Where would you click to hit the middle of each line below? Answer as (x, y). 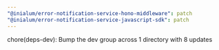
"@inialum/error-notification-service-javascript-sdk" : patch (98, 20)
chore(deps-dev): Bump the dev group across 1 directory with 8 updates (110, 39)
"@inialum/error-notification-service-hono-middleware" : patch (100, 13)
